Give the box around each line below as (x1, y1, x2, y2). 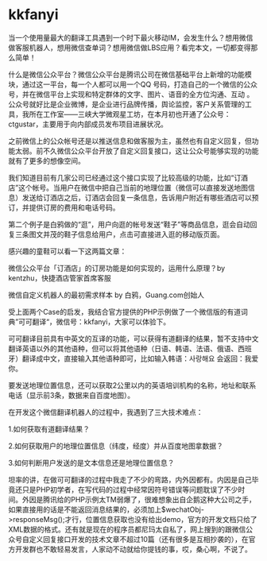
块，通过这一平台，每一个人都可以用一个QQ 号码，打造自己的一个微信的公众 (8, 79, 258, 89)
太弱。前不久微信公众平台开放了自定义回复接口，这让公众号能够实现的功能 (14, 145, 259, 156)
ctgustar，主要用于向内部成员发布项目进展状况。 (8, 119, 168, 129)
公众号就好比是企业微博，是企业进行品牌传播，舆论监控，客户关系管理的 (8, 99, 245, 109)
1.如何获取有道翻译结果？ (8, 424, 90, 434)
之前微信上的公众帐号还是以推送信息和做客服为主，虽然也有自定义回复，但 (8, 136, 252, 145)
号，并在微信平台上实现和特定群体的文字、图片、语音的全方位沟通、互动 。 (8, 89, 254, 99)
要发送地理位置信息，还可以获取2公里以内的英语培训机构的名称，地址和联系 (8, 380, 257, 390)
